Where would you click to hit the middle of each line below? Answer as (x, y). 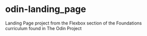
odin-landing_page (46, 9)
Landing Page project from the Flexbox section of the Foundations (73, 23)
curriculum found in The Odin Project (43, 28)
